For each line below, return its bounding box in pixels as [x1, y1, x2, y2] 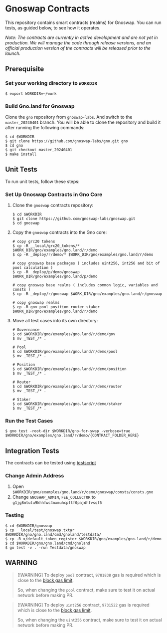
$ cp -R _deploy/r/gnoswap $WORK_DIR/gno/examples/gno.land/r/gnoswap [12, 291, 163, 297]
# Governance [12, 327, 40, 332]
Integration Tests [5, 446, 59, 455]
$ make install [5, 152, 37, 157]
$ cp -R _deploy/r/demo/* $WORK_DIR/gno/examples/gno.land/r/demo [12, 252, 154, 257]
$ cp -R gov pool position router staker [12, 305, 100, 310]
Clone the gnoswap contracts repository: [12, 203, 94, 209]
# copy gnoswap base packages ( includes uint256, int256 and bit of [12, 261, 161, 266]
